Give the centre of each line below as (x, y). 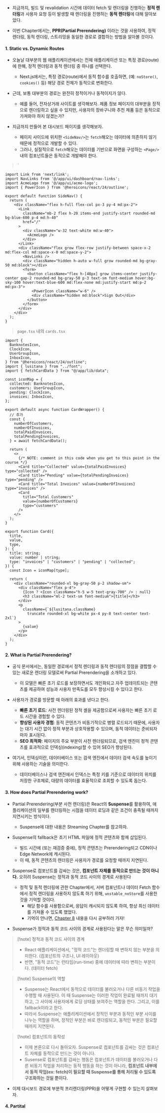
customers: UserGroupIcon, (37, 388)
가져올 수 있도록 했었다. (55, 912)
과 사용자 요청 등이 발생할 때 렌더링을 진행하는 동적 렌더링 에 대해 (82, 14)
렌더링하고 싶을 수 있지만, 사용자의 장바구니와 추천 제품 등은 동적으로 (95, 110)
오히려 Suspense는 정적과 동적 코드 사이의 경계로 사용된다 (75, 876)
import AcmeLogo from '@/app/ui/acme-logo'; (51, 183)
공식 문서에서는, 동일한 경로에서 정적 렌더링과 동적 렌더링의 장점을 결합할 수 (84, 667)
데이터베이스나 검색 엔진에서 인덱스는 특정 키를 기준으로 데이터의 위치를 (88, 774)
